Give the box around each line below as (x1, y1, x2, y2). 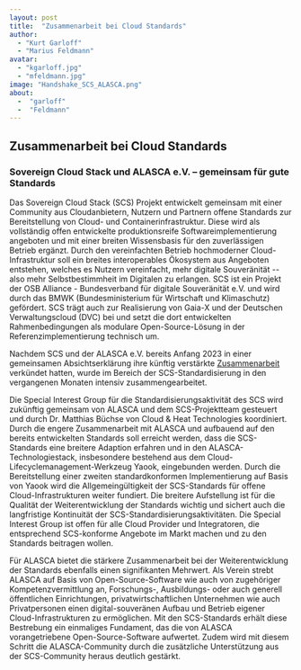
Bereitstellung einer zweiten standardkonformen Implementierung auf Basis (9, 470, 289, 481)
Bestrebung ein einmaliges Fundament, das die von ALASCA (9, 621, 233, 632)
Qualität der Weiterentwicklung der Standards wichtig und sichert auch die (9, 499, 286, 510)
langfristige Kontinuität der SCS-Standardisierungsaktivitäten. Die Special (9, 509, 281, 520)
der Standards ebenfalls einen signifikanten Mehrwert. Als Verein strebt (9, 564, 274, 576)
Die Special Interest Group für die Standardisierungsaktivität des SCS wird (9, 394, 284, 405)
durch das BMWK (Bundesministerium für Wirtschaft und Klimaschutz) (9, 292, 270, 303)
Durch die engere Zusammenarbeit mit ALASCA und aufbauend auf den (9, 423, 275, 433)
